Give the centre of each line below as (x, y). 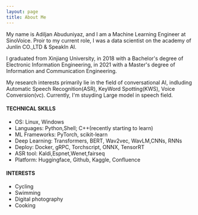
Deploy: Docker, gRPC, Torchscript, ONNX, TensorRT (80, 147)
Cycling (24, 186)
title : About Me (26, 17)
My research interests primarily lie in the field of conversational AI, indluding (99, 82)
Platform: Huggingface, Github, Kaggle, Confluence (77, 159)
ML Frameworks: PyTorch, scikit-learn (61, 134)
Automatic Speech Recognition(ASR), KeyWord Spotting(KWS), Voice (91, 88)
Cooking (25, 205)
